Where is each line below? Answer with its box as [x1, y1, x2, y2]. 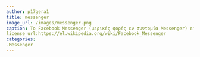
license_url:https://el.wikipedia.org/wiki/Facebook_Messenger [6, 31, 167, 37]
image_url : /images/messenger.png [6, 20, 92, 26]
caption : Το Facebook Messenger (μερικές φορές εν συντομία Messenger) [6, 25, 187, 31]
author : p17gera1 [6, 8, 49, 15]
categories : [6, 36, 36, 42]
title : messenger [6, 14, 49, 20]
